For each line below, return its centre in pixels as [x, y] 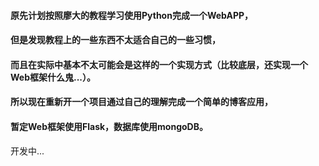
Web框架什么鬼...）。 [53, 77]
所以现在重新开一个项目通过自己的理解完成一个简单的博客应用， [141, 102]
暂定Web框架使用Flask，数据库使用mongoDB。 [109, 126]
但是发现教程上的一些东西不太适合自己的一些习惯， [115, 40]
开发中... [27, 151]
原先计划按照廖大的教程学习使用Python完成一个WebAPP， [132, 15]
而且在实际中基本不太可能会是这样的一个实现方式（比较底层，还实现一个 [159, 64]
